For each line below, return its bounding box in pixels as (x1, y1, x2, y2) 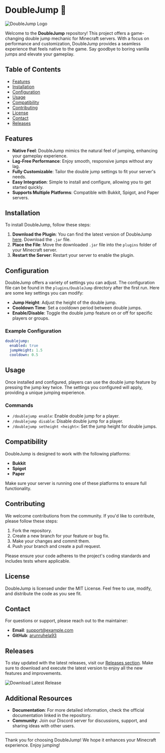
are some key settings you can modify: (5, 290, 83, 296)
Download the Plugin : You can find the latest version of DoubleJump (12, 231, 152, 238)
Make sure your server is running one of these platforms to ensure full (5, 480, 147, 486)
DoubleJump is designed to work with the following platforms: (5, 451, 131, 456)
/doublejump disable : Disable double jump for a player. (12, 418, 124, 424)
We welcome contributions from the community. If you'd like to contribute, (5, 512, 156, 518)
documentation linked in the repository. (12, 712, 92, 718)
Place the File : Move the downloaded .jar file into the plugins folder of (12, 242, 157, 248)
